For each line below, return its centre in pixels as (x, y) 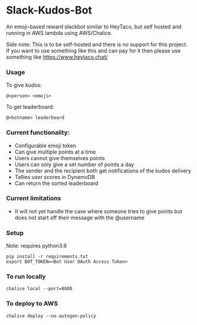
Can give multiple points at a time (55, 152)
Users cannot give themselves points (60, 158)
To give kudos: (24, 85)
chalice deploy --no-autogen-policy (51, 316)
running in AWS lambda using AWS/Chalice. (59, 32)
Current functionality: (38, 132)
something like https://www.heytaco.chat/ (57, 57)
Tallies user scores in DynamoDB (55, 177)
